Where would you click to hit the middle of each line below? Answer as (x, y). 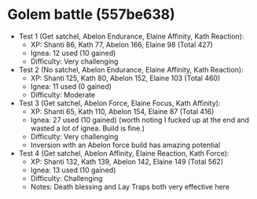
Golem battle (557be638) (92, 15)
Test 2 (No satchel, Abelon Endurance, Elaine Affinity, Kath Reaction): (131, 69)
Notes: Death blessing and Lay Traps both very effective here (130, 186)
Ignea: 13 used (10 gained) (73, 170)
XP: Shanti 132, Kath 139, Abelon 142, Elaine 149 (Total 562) (127, 161)
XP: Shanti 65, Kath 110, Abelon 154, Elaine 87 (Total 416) (122, 111)
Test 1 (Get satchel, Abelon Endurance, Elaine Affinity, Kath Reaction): (131, 36)
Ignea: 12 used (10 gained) (73, 53)
